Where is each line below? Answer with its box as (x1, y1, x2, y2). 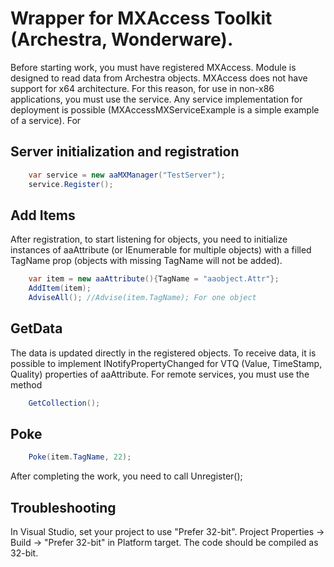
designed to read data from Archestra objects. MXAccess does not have (10, 72, 308, 84)
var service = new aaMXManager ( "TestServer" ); (28, 170, 226, 180)
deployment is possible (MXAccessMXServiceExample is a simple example (10, 103, 320, 116)
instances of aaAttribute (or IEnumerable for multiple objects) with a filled (10, 244, 312, 256)
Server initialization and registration (10, 143, 240, 161)
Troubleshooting (10, 499, 117, 516)
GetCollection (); (28, 398, 101, 408)
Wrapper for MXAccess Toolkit (10, 7, 273, 30)
